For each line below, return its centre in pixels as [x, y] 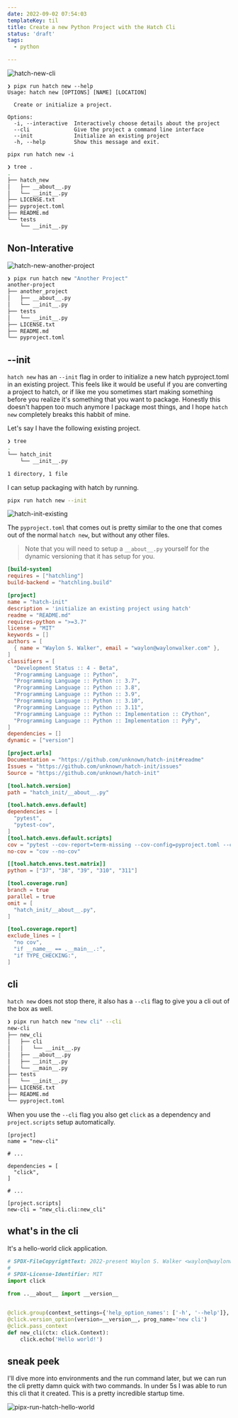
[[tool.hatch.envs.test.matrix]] [57, 864]
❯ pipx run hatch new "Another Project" [68, 278]
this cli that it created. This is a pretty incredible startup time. [96, 1393]
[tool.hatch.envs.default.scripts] [60, 838]
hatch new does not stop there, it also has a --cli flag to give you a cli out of [119, 1001]
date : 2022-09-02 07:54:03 [47, 14]
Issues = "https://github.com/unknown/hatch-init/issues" [95, 766]
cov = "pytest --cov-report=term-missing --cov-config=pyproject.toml [114, 844]
